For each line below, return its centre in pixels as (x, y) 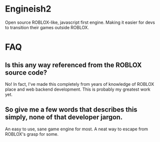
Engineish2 (28, 9)
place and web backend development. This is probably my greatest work (78, 89)
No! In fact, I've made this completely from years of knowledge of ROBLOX (80, 84)
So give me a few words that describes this (71, 110)
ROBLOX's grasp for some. (32, 134)
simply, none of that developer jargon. (64, 117)
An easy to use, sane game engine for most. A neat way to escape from (77, 129)
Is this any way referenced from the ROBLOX (73, 65)
